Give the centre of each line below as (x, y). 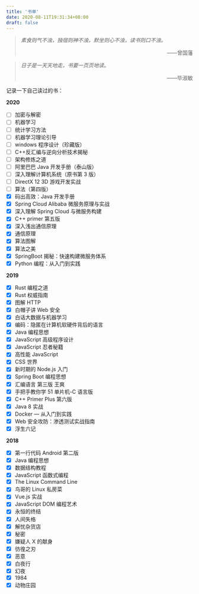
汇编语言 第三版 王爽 (40, 384)
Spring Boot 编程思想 (40, 376)
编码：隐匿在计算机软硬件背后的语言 (59, 325)
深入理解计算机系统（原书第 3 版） (57, 174)
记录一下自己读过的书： (35, 91)
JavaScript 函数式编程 (41, 475)
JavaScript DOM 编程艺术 (46, 504)
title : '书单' (23, 12)
